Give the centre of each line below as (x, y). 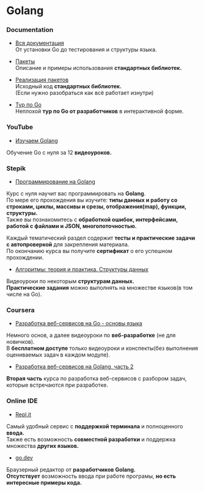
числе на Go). (24, 294)
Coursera (20, 310)
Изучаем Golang (36, 140)
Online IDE (22, 401)
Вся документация (39, 43)
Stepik (16, 168)
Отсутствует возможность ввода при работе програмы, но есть (91, 476)
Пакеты (25, 61)
